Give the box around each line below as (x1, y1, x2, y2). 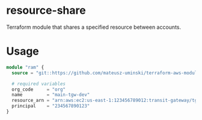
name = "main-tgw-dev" (11, 92, 90, 98)
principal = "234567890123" (11, 103, 90, 109)
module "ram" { (6, 64, 44, 70)
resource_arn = (11, 97, 50, 104)
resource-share (6, 4, 86, 17)
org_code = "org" (11, 86, 66, 92)
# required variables (11, 80, 66, 87)
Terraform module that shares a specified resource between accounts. (6, 23, 182, 31)
